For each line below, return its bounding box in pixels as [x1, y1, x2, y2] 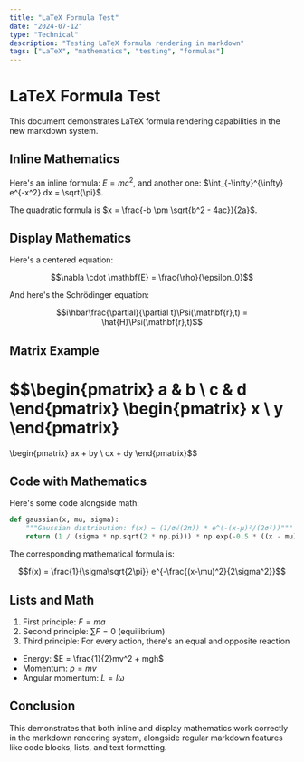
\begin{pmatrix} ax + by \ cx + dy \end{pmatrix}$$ [9, 447, 197, 458]
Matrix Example [9, 343, 100, 358]
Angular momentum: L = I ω [22, 672, 125, 683]
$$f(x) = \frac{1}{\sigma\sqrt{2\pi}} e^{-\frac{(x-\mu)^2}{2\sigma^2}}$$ [17, 567, 287, 577]
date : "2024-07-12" [9, 22, 83, 31]
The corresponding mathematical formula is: [9, 548, 175, 559]
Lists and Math [9, 592, 95, 607]
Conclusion [9, 699, 76, 714]
